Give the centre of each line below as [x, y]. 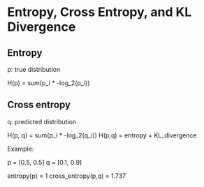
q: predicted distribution [42, 121]
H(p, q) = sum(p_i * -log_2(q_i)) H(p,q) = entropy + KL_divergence [102, 135]
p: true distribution [34, 69]
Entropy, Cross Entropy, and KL [100, 12]
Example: [21, 149]
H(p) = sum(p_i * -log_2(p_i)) [49, 83]
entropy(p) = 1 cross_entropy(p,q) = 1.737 [67, 176]
